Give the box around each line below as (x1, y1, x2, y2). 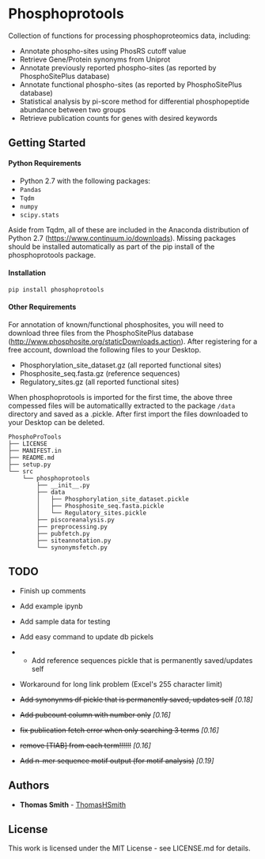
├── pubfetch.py (36, 529, 90, 537)
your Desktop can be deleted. (8, 417, 105, 427)
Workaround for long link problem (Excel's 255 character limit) (19, 679, 223, 688)
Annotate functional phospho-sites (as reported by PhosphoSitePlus (19, 80, 243, 89)
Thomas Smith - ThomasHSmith (19, 800, 127, 809)
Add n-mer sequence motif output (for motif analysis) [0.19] (19, 755, 214, 765)
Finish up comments (19, 586, 86, 595)
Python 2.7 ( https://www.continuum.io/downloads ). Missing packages (8, 233, 236, 243)
